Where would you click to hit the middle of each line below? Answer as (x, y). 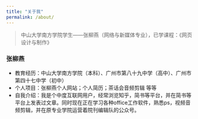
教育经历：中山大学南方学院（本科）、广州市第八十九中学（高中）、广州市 (103, 73)
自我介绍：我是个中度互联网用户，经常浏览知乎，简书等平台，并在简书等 (103, 95)
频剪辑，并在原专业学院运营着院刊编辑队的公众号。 (77, 110)
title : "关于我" (25, 12)
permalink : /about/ (30, 17)
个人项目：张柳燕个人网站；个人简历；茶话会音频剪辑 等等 (86, 88)
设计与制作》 (36, 42)
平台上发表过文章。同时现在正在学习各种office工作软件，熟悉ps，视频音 (103, 102)
